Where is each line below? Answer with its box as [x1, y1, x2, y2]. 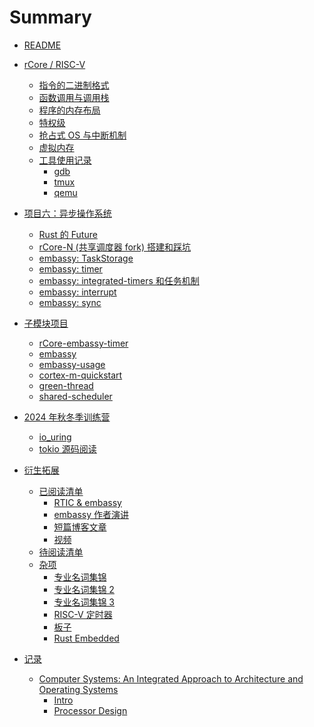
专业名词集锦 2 [53, 583, 115, 595]
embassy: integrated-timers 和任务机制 [38, 274, 200, 286]
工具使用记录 [38, 154, 92, 166]
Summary [9, 6, 92, 29]
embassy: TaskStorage [38, 252, 134, 264]
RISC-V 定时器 [53, 608, 113, 620]
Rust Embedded [53, 632, 120, 644]
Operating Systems [38, 683, 119, 695]
